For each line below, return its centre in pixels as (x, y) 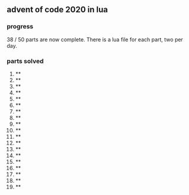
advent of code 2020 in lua (57, 10)
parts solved (25, 61)
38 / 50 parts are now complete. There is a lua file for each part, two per (95, 39)
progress (20, 27)
